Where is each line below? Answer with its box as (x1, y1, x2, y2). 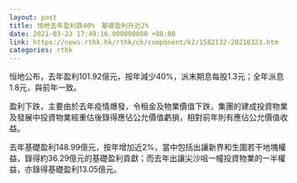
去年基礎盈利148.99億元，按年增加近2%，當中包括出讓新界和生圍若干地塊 (9, 142, 278, 153)
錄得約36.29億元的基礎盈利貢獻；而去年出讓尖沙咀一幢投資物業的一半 (24, 153, 278, 164)
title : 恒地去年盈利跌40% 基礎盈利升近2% (9, 21, 149, 30)
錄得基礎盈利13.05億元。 (32, 164, 122, 175)
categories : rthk (9, 46, 73, 55)
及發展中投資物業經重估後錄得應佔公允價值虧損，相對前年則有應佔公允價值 (9, 112, 280, 123)
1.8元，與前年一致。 (9, 82, 82, 93)
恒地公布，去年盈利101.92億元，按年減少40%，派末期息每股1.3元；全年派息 (9, 72, 285, 82)
